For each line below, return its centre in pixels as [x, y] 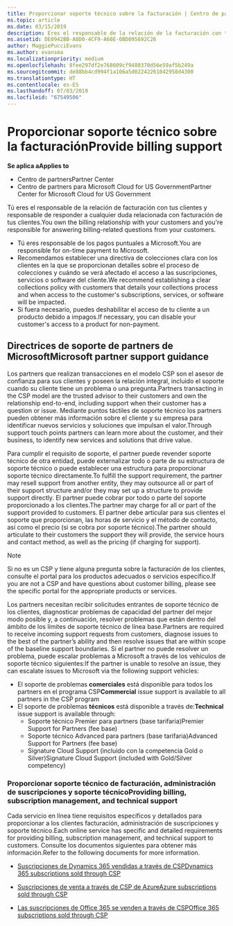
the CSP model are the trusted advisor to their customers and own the [107, 396]
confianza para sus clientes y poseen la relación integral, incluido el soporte [116, 381]
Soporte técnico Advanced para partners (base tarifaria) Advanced [122, 736]
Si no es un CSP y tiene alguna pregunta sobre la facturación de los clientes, [116, 569]
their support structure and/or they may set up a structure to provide [105, 490]
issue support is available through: [66, 714]
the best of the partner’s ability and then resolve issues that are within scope [116, 641]
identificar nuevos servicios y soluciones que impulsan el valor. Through [110, 425]
